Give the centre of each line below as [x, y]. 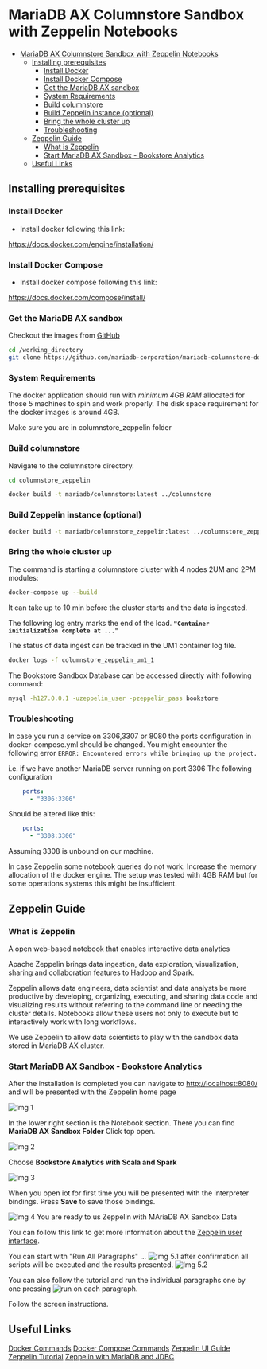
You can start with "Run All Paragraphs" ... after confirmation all [128, 1257]
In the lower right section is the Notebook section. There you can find [122, 1123]
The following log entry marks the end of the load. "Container [109, 623]
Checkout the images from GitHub [64, 335]
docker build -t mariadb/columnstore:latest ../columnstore [110, 495]
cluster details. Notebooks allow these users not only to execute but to [124, 1013]
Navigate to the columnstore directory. [71, 465]
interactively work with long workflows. [72, 1022]
